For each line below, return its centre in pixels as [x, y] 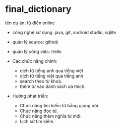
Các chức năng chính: [35, 61]
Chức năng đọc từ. [39, 111]
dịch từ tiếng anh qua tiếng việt [51, 71]
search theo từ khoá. [41, 81]
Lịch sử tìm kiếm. [37, 121]
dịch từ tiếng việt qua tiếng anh [51, 76]
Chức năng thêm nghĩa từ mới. [51, 116]
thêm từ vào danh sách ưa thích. [53, 86]
